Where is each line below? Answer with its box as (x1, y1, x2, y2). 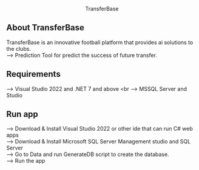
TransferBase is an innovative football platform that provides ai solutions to (6, 39, 194, 46)
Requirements (6, 69, 61, 79)
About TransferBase (6, 22, 85, 33)
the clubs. (6, 45, 32, 52)
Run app (6, 109, 38, 120)
